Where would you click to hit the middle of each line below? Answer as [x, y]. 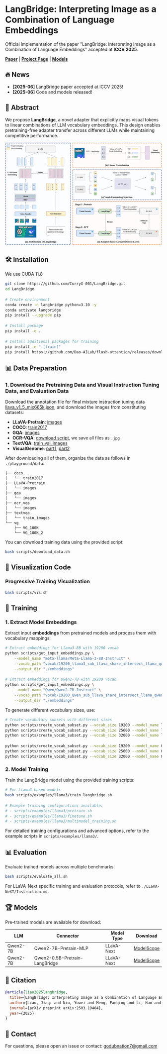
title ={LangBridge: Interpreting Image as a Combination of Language [83, 997]
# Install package [24, 326]
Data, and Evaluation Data [37, 391]
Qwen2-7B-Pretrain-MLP [61, 948]
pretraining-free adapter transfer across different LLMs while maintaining [80, 130]
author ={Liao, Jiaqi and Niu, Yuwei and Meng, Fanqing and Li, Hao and [85, 1003]
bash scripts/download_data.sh [38, 552]
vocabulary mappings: [28, 638]
